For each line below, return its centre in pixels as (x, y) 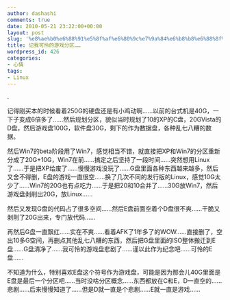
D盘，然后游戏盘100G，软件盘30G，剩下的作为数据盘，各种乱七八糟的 (106, 128)
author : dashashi (32, 13)
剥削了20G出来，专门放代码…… (51, 218)
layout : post (26, 33)
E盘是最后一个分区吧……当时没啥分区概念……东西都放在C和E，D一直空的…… (115, 281)
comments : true (29, 20)
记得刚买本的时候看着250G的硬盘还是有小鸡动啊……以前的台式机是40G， (110, 111)
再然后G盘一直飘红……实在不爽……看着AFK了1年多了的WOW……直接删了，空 (115, 232)
